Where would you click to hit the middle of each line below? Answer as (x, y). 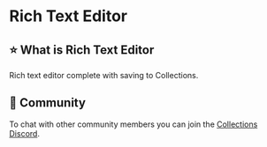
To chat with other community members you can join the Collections (133, 124)
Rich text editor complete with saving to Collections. (104, 75)
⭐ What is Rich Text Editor (82, 50)
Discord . (24, 133)
